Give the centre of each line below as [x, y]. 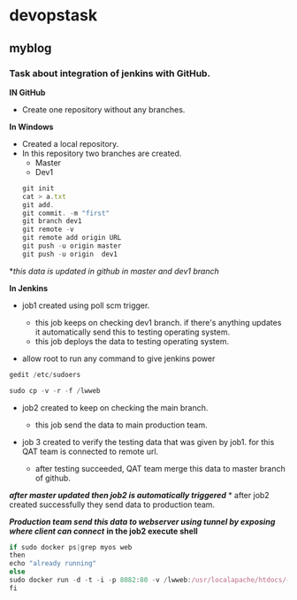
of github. [53, 478]
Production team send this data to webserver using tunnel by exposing [142, 521]
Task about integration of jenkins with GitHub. [110, 73]
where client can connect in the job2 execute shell [104, 531]
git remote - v [48, 230]
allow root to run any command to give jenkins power [118, 358]
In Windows [31, 127]
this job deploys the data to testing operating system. [132, 341]
